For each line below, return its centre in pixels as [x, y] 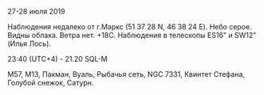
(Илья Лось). [30, 44]
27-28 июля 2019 [36, 11]
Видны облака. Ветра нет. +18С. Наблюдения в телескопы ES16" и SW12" [132, 35]
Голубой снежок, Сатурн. [51, 83]
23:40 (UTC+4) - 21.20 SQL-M [58, 59]
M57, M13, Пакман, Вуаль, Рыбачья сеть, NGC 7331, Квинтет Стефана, [126, 74]
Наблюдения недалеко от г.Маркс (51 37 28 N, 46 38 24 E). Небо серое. [130, 27]
